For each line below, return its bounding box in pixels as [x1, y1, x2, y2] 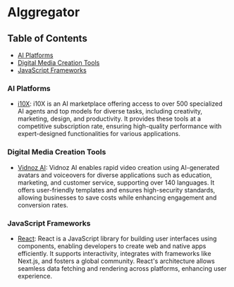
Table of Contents [7, 32, 88, 44]
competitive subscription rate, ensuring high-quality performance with [17, 122, 222, 130]
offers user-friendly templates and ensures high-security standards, [17, 185, 216, 194]
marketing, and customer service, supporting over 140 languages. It [17, 178, 215, 187]
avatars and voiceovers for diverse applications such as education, [17, 171, 213, 179]
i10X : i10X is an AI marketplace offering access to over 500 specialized [17, 99, 223, 108]
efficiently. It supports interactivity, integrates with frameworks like [17, 249, 211, 257]
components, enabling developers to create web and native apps [17, 241, 207, 250]
